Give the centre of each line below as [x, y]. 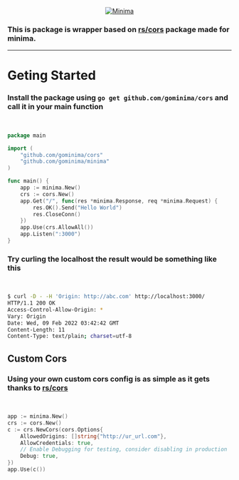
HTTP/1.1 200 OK [31, 303]
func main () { [28, 181]
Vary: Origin [27, 316]
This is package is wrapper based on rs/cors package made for [118, 29]
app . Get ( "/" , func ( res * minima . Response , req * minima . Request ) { [119, 201]
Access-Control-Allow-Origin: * [55, 310]
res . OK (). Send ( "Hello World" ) [78, 208]
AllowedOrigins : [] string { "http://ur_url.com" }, [94, 436]
